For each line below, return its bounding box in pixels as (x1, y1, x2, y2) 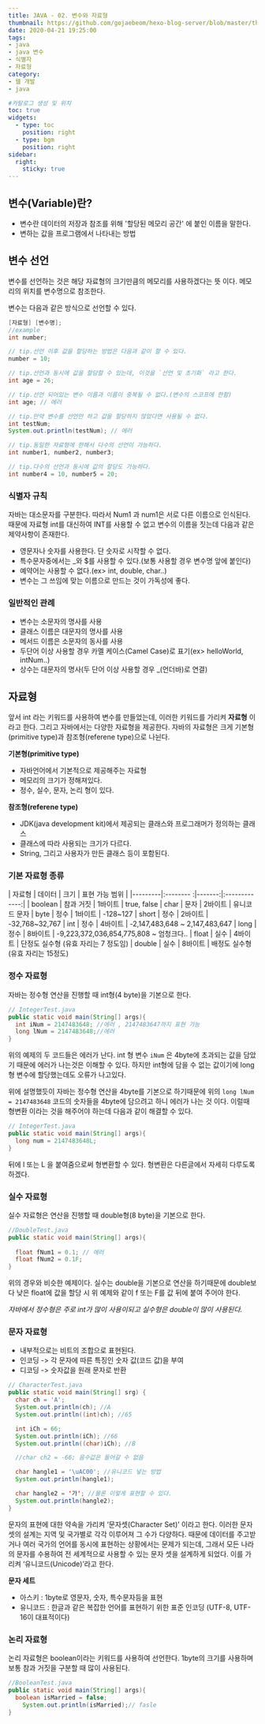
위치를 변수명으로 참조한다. (22, 286, 106, 296)
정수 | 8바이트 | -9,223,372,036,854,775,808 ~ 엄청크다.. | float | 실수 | (8, 929, 233, 939)
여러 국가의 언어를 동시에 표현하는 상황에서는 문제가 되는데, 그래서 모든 (22, 1539, 240, 1549)
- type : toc (15, 122, 55, 129)
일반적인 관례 (8, 597, 55, 608)
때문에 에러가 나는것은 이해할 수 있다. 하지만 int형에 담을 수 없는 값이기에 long (16, 1060, 255, 1070)
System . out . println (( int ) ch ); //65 (15, 1410, 132, 1419)
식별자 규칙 (8, 490, 48, 501)
